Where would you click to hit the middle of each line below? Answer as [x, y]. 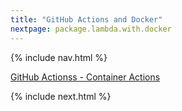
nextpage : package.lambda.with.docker [91, 29]
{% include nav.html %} [59, 57]
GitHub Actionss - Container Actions [85, 77]
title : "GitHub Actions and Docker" [86, 19]
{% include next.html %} [61, 96]
